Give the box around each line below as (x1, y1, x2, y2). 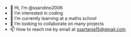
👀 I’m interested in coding (10, 10, 63, 16)
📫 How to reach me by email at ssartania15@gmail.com (10, 26, 126, 32)
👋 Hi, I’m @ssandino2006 (10, 5, 63, 10)
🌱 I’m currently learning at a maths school (10, 15, 97, 21)
